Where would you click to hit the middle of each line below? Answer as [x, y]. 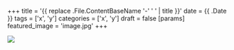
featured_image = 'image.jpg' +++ [58, 26]
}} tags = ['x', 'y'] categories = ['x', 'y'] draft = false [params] [96, 18]
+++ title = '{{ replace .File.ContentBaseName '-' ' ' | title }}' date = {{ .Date [117, 11]
